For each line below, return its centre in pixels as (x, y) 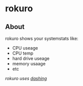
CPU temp (23, 53)
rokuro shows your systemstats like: (42, 38)
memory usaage (29, 64)
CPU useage (25, 48)
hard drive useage (31, 58)
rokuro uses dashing (26, 78)
